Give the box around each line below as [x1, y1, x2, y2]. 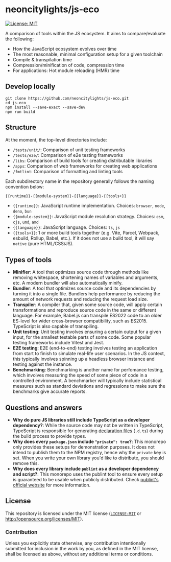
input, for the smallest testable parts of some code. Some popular [12, 334, 151, 340]
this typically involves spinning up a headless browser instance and [12, 356, 155, 362]
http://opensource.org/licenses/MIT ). [5, 516, 83, 522]
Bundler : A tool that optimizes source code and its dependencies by [12, 285, 156, 292]
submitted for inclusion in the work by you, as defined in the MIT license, [5, 546, 158, 552]
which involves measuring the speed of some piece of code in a [12, 372, 148, 379]
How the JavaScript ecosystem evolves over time [12, 45, 117, 52]
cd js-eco [5, 100, 27, 105]
